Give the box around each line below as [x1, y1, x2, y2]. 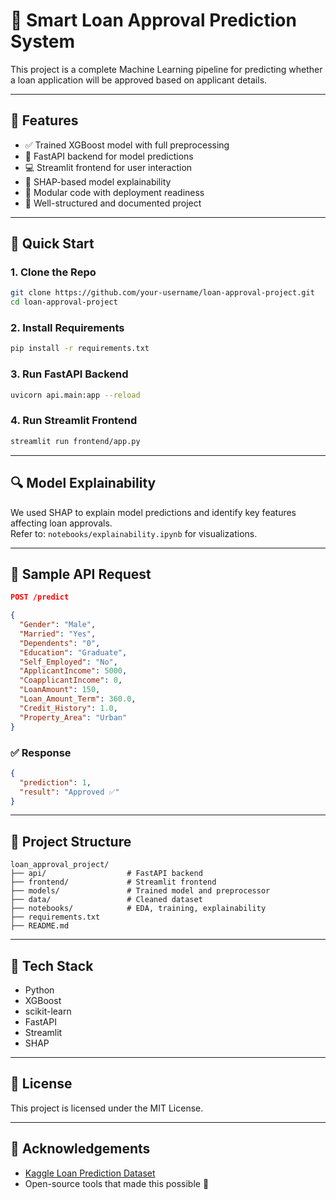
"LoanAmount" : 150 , [19, 685, 101, 695]
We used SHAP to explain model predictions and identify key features [10, 506, 297, 518]
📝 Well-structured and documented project [24, 197, 202, 209]
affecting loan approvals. [10, 517, 113, 529]
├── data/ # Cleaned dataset [10, 895, 203, 905]
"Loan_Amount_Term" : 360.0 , [19, 694, 137, 704]
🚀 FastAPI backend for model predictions [24, 150, 194, 162]
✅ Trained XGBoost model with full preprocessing [24, 139, 230, 151]
